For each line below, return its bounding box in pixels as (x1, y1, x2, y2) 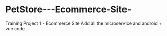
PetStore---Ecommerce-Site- (5, 4, 132, 15)
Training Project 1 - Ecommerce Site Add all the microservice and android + (5, 20, 162, 26)
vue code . (5, 25, 28, 31)
